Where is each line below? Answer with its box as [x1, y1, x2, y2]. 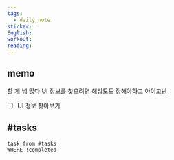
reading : [7, 42, 32, 49]
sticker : [7, 23, 32, 30]
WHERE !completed [7, 146, 57, 153]
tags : [7, 10, 23, 17]
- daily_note [13, 17, 51, 23]
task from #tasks [7, 140, 57, 147]
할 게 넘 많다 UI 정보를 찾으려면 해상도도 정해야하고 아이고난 [7, 87, 167, 95]
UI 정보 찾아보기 [17, 101, 61, 110]
